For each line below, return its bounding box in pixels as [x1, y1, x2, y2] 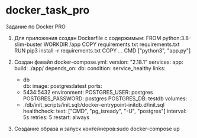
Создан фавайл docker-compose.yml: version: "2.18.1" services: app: [14, 58, 184, 65]
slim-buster [14, 41, 43, 48]
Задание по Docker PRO [5, 23, 66, 30]
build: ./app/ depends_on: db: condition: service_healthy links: [14, 64, 166, 71]
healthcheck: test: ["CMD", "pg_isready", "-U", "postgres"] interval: [22, 107, 187, 114]
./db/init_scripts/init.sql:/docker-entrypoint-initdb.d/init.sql [22, 101, 165, 108]
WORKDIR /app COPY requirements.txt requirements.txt [43, 41, 180, 48]
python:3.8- [162, 34, 192, 41]
